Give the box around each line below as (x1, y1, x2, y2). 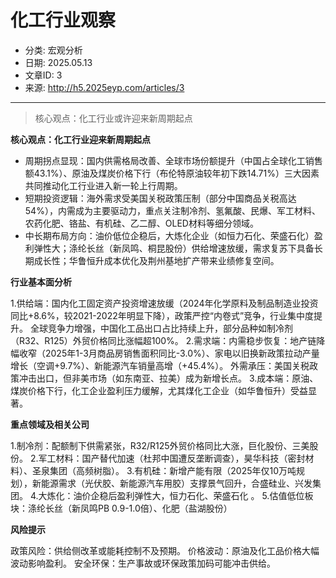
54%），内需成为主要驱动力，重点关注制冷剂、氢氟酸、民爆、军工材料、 (24, 204, 321, 216)
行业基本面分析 (10, 276, 72, 288)
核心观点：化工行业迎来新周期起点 (10, 133, 151, 145)
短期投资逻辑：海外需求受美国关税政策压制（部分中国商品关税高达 (24, 192, 297, 204)
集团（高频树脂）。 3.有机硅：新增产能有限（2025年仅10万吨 (49, 464, 297, 476)
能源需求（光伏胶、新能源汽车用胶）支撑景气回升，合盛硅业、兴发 (40, 477, 313, 489)
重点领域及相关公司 (10, 418, 90, 430)
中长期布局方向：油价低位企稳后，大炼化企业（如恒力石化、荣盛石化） (24, 229, 315, 241)
